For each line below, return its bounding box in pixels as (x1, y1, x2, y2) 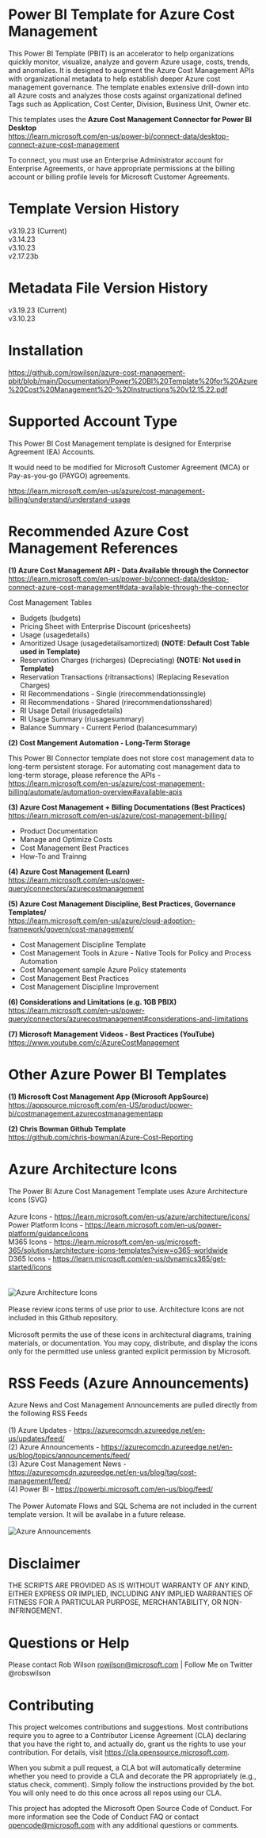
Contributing (8, 1696, 94, 1714)
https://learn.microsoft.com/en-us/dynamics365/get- (52, 1254, 227, 1263)
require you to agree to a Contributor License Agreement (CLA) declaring (8, 1731, 247, 1740)
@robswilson (8, 1668, 51, 1678)
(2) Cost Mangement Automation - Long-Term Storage (8, 737, 191, 747)
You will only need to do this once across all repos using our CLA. (8, 1788, 222, 1798)
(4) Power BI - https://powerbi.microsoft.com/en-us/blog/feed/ (8, 1484, 214, 1494)
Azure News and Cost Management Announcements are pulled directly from (8, 1400, 257, 1410)
